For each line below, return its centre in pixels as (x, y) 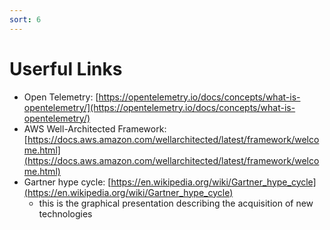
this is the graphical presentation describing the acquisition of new (176, 203)
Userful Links (66, 68)
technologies (65, 213)
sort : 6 (25, 19)
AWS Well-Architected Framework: (95, 128)
